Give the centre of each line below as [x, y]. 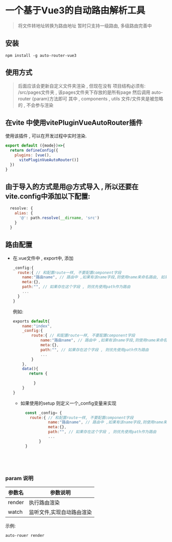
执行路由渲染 [44, 503]
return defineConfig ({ [34, 151]
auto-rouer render [25, 535]
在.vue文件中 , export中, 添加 [43, 258]
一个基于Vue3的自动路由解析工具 [76, 11]
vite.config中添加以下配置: [48, 196]
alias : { [24, 213]
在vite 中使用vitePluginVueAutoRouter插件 [74, 123]
